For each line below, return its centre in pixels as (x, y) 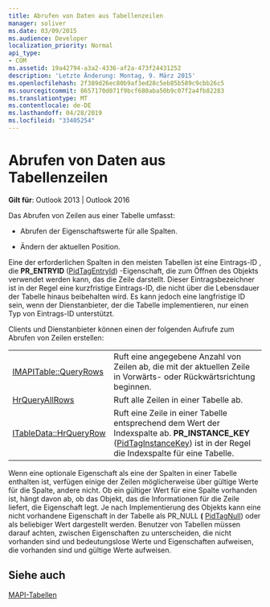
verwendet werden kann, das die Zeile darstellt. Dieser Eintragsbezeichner (132, 279)
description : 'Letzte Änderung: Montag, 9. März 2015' (102, 76)
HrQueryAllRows (43, 399)
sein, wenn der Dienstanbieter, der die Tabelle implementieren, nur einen (129, 305)
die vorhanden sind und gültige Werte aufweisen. (90, 550)
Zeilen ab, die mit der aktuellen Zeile (182, 366)
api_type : (25, 53)
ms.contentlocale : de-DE (50, 105)
